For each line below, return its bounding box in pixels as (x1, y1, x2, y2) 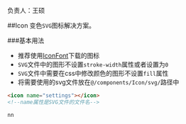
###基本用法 (7, 36, 45, 45)
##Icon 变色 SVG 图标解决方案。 (7, 21, 96, 30)
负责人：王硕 (7, 6, 45, 14)
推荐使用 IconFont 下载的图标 (17, 52, 100, 60)
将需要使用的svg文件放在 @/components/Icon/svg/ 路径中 (17, 78, 180, 86)
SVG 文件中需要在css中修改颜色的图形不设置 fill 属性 (17, 69, 169, 77)
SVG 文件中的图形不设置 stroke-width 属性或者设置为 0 (17, 60, 169, 69)
